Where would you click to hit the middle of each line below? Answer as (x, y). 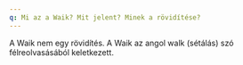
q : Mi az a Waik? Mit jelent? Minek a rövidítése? (105, 17)
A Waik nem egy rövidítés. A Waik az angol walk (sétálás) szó (121, 43)
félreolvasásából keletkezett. (61, 52)
